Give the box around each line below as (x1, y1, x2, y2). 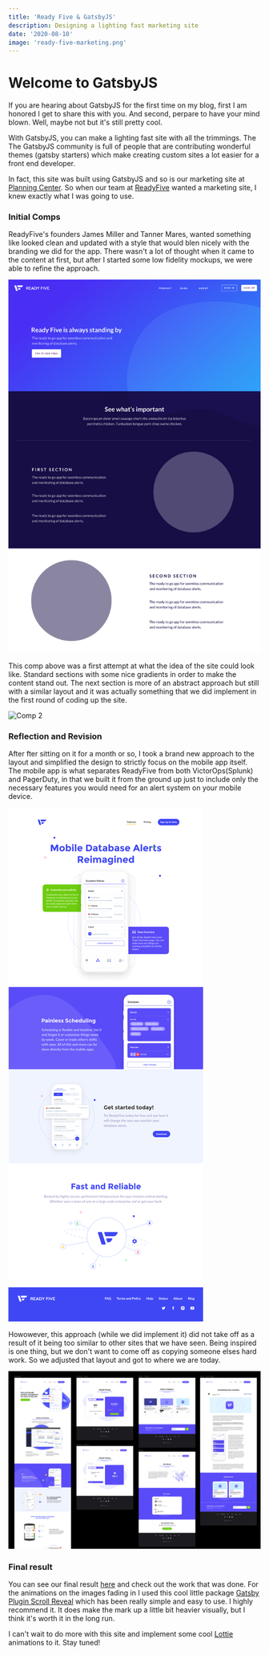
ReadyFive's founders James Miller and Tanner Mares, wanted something (8, 230, 251, 239)
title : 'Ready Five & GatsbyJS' (8, 13, 116, 21)
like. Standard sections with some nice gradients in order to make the (8, 670, 237, 679)
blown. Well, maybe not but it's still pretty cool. (8, 117, 163, 128)
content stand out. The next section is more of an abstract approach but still (8, 679, 259, 688)
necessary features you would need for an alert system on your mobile (8, 783, 242, 793)
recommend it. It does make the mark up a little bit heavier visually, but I (8, 1605, 246, 1615)
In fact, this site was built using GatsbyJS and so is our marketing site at (8, 174, 246, 184)
